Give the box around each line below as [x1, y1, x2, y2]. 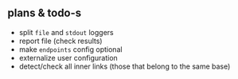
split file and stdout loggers [18, 27, 114, 37]
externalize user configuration [18, 53, 119, 62]
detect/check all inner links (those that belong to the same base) [18, 61, 231, 71]
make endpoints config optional [18, 44, 123, 54]
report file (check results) [18, 36, 103, 45]
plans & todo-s [7, 6, 82, 20]
